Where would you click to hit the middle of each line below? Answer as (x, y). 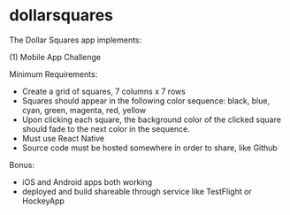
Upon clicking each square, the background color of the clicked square (151, 119)
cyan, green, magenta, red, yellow (84, 110)
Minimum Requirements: (53, 74)
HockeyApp (43, 201)
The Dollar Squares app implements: (76, 40)
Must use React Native (63, 138)
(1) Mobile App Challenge (55, 57)
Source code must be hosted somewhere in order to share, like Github (150, 148)
